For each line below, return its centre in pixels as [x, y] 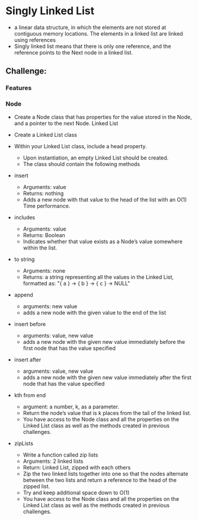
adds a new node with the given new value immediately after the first [107, 377]
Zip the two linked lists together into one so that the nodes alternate [106, 474]
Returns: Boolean [44, 235]
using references [35, 40]
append [23, 295]
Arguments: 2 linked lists [53, 461]
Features [19, 88]
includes [25, 217]
